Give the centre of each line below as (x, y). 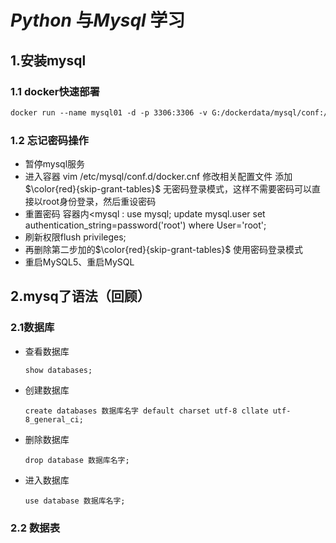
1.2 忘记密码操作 (49, 140)
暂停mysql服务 (55, 164)
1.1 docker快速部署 (55, 91)
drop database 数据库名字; (77, 460)
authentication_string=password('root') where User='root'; (145, 225)
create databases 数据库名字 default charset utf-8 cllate (146, 411)
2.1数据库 (32, 328)
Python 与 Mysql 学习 (98, 20)
